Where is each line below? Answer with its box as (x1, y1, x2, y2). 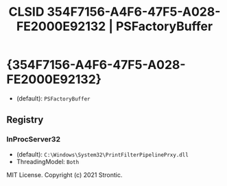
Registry (6, 114, 44, 126)
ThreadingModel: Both (16, 157, 80, 165)
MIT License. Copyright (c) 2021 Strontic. (6, 170, 123, 178)
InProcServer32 (6, 135, 61, 144)
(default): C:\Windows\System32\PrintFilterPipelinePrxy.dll (16, 150, 189, 158)
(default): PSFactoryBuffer (16, 94, 91, 103)
